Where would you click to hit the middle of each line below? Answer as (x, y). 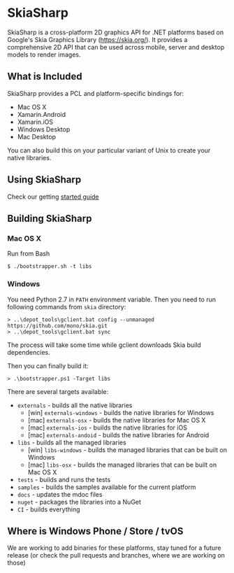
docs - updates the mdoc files (60, 494)
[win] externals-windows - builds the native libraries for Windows (121, 412)
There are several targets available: (58, 391)
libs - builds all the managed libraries (72, 442)
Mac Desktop (36, 136)
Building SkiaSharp (50, 218)
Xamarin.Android (42, 114)
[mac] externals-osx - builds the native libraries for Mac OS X (117, 420)
